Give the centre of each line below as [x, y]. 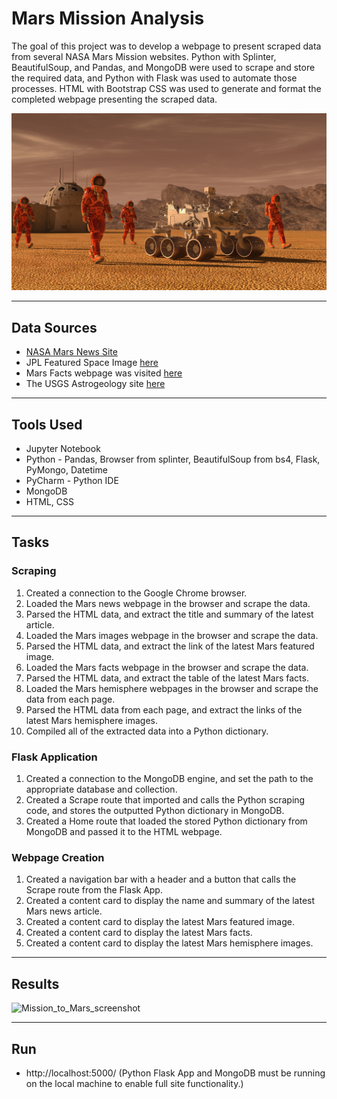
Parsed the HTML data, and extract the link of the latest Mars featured [170, 646]
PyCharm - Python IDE [72, 481]
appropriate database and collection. [101, 789]
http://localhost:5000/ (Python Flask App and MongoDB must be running [175, 1073]
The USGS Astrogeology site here [95, 384]
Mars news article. [64, 911]
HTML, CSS [49, 502]
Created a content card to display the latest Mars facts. [139, 933]
